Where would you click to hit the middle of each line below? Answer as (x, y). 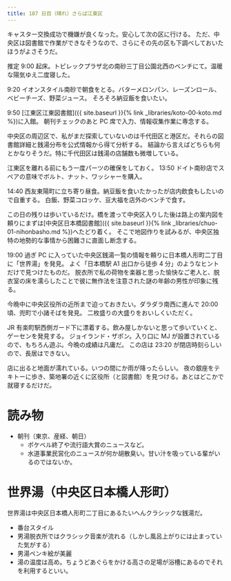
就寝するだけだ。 (31, 385)
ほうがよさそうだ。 (34, 51)
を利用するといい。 (44, 571)
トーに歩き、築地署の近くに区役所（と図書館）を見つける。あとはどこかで (118, 376)
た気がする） (35, 544)
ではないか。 (58, 462)
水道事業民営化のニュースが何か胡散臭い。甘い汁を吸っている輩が (121, 453)
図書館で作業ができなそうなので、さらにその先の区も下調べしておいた (124, 43)
